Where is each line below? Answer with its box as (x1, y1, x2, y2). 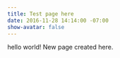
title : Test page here (7, 10, 74, 18)
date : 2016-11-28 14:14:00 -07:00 (7, 17, 109, 24)
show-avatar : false (7, 23, 65, 30)
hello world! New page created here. (7, 43, 114, 52)
